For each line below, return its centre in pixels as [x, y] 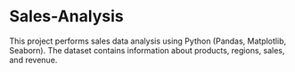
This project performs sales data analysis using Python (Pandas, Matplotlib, [148, 41]
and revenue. [33, 60]
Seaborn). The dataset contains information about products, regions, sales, [147, 50]
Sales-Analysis [66, 16]
